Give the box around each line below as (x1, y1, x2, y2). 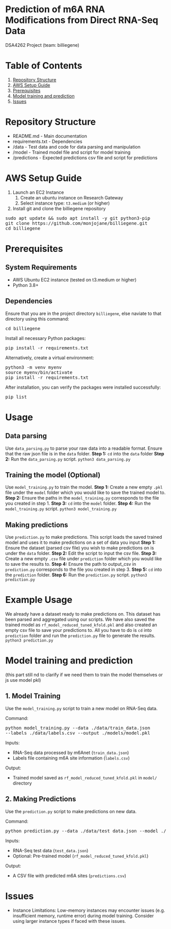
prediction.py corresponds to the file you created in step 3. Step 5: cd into (5, 566, 162, 573)
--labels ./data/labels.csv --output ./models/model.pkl (5, 730, 151, 736)
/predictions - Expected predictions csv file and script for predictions (12, 154, 158, 161)
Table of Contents (5, 60, 82, 72)
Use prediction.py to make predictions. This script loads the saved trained (5, 534, 162, 540)
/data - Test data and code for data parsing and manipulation (12, 143, 141, 150)
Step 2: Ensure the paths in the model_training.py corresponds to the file (5, 495, 159, 501)
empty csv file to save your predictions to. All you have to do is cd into (5, 627, 152, 633)
